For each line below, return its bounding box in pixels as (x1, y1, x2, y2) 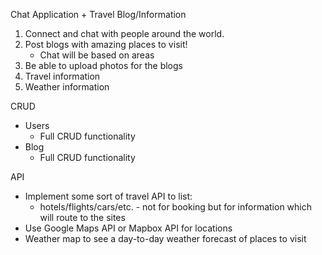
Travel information (24, 70, 101, 82)
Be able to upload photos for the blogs (24, 60, 183, 71)
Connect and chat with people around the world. (24, 28, 225, 39)
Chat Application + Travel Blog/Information (10, 9, 187, 20)
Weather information (24, 81, 110, 93)
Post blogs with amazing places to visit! (24, 39, 188, 50)
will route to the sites (39, 212, 126, 223)
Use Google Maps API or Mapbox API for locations (24, 222, 233, 234)
